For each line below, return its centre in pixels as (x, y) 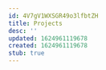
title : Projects (35, 23)
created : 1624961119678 (48, 46)
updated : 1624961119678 (48, 38)
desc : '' (23, 31)
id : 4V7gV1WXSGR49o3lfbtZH (53, 16)
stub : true (26, 53)
